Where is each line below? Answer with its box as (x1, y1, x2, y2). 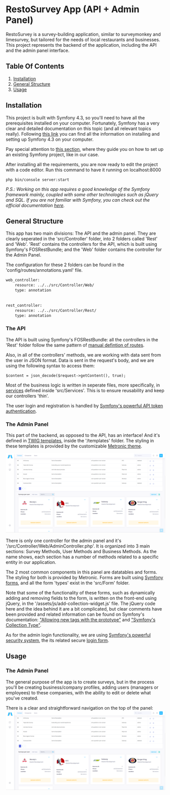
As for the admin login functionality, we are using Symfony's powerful (6, 632, 151, 638)
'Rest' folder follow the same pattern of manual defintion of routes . (6, 342, 145, 348)
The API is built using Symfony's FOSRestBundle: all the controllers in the (6, 336, 158, 342)
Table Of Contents (6, 62, 65, 71)
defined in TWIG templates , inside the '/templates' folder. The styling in (6, 437, 154, 443)
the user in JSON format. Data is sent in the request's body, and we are (6, 357, 154, 363)
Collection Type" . (6, 622, 42, 628)
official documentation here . (6, 202, 65, 208)
